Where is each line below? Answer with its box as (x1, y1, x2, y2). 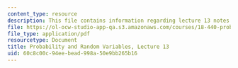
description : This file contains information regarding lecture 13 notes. (7, 17, 233, 24)
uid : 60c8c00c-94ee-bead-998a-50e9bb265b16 (7, 50, 138, 57)
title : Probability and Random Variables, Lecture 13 (7, 43, 170, 50)
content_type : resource (7, 10, 78, 18)
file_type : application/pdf (7, 30, 91, 38)
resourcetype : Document (7, 37, 78, 44)
